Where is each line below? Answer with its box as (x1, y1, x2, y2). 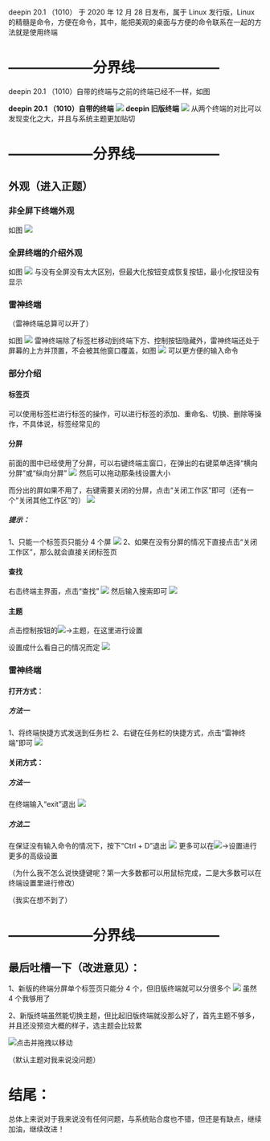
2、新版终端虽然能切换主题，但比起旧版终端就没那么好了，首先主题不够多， (8, 1011, 260, 1020)
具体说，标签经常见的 (29, 419, 100, 428)
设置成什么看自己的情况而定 (8, 643, 100, 652)
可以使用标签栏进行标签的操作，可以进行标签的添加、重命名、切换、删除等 (8, 409, 255, 419)
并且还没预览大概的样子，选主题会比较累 (8, 1020, 142, 1031)
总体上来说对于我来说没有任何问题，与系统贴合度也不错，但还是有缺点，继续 (8, 1114, 262, 1124)
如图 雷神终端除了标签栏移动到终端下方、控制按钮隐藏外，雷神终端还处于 (8, 336, 260, 346)
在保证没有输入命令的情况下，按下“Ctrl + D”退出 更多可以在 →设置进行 (8, 841, 257, 851)
